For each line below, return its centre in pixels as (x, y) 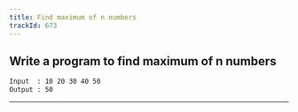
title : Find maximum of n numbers (73, 17)
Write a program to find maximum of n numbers (143, 61)
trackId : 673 (33, 26)
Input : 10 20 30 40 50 (55, 82)
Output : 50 (31, 90)
